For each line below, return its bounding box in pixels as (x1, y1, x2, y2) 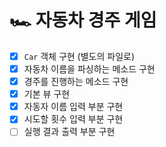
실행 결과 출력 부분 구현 (23, 126, 116, 138)
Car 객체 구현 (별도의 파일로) (23, 50, 136, 62)
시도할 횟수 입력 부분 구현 (23, 113, 124, 125)
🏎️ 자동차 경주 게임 (9, 9, 157, 32)
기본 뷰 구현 (23, 88, 71, 100)
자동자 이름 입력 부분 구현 (23, 101, 124, 113)
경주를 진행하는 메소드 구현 (23, 76, 129, 88)
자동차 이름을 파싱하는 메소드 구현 (23, 63, 156, 75)
